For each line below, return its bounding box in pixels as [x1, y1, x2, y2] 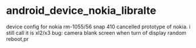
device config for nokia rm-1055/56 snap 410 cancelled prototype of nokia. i [6, 23, 191, 30]
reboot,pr [6, 35, 29, 42]
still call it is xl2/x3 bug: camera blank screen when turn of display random [6, 29, 187, 36]
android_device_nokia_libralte [6, 4, 157, 17]
